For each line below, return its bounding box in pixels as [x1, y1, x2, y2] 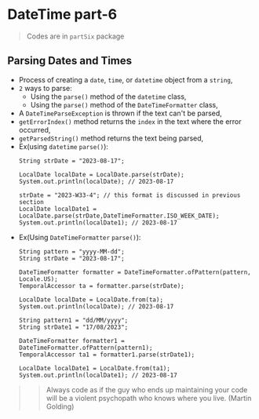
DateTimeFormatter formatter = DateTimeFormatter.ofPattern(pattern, [18, 268, 252, 276]
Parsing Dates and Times [7, 54, 133, 67]
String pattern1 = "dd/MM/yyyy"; [18, 316, 129, 324]
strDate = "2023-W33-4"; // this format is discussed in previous [18, 191, 241, 199]
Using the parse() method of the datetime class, [30, 92, 187, 101]
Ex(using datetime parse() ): [18, 141, 109, 151]
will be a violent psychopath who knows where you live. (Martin [46, 393, 252, 403]
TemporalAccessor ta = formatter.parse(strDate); [18, 282, 185, 290]
